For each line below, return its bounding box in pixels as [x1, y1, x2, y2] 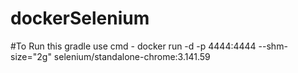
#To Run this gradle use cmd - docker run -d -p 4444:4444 [10, 40, 257, 52]
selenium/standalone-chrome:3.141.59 [53, 50, 211, 62]
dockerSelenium [10, 7, 150, 30]
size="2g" [10, 50, 52, 62]
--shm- [258, 40, 288, 52]
